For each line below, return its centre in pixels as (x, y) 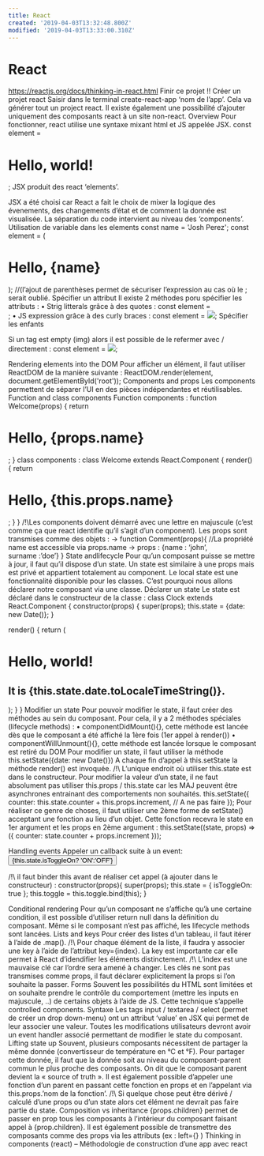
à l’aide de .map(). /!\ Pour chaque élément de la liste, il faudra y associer (127, 943)
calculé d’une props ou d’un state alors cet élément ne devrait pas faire (123, 1102)
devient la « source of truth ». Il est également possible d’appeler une (121, 1077)
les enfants (26, 324)
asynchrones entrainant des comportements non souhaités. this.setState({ (129, 794)
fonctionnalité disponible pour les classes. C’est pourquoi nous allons (121, 581)
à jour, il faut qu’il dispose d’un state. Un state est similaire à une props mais (131, 564)
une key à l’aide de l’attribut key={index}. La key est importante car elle (123, 951)
